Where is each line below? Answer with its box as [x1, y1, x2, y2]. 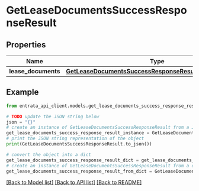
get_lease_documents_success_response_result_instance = [6, 130, 150, 136]
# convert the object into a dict [6, 151, 92, 157]
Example [6, 87, 39, 98]
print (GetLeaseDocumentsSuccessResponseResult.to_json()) [6, 141, 152, 147]
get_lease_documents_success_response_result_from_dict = [6, 168, 152, 174]
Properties [6, 40, 46, 50]
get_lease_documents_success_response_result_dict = [6, 157, 139, 163]
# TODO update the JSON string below [6, 114, 99, 119]
